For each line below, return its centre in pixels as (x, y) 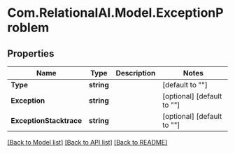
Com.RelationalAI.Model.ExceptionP (115, 13)
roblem (28, 28)
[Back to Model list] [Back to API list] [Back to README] (87, 142)
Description (136, 73)
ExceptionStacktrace (47, 121)
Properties (31, 53)
